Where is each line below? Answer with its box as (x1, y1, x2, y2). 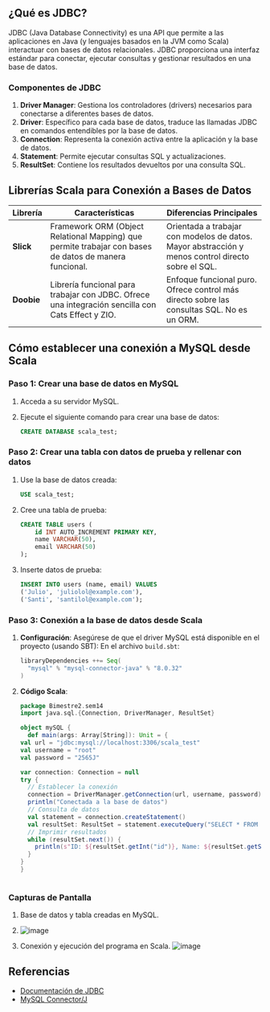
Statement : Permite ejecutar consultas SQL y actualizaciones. (19, 152, 227, 162)
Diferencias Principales (166, 207, 258, 218)
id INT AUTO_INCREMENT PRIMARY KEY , (35, 528, 157, 536)
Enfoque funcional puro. (166, 273, 257, 285)
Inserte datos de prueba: (19, 565, 102, 575)
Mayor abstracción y (166, 240, 244, 252)
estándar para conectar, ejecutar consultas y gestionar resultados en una (8, 53, 252, 63)
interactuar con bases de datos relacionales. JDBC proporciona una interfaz (8, 44, 260, 55)
